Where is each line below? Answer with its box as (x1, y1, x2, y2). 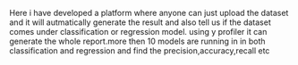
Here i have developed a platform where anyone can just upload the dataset (9, 8, 289, 18)
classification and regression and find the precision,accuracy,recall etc (9, 45, 270, 56)
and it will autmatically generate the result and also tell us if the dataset (9, 17, 271, 28)
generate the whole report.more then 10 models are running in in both (9, 36, 266, 46)
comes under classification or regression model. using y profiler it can (9, 27, 268, 37)
